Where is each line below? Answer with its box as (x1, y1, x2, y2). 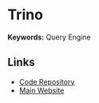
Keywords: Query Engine (7, 32, 91, 42)
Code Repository (18, 76, 75, 86)
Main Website (18, 85, 65, 95)
